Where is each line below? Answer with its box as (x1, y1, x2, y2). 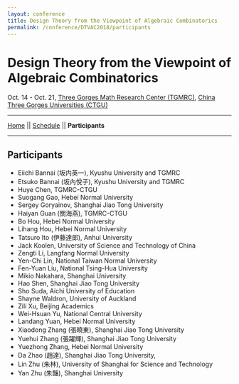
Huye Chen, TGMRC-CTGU (17, 186, 98, 194)
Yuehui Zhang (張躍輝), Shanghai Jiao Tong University (17, 335, 176, 343)
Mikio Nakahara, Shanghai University (17, 272, 127, 281)
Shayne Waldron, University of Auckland (17, 294, 137, 303)
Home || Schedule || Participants (7, 121, 105, 130)
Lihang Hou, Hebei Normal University (17, 225, 127, 233)
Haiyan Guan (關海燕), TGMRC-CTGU (17, 209, 128, 218)
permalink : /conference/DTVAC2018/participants (7, 24, 152, 31)
